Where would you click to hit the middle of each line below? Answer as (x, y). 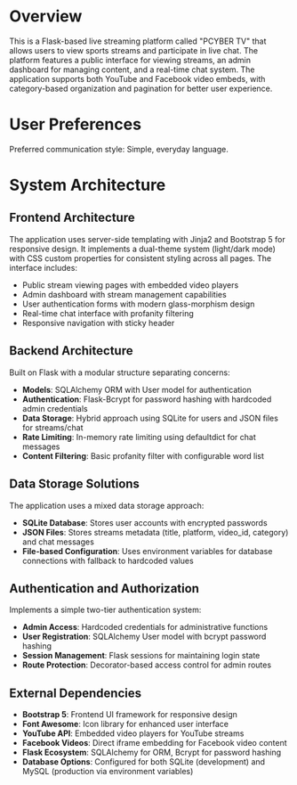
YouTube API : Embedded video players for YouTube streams (133, 733)
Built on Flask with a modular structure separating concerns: (120, 372)
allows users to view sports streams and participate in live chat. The (134, 50)
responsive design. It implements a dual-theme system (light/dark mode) (142, 249)
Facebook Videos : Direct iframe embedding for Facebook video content (154, 743)
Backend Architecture (71, 351)
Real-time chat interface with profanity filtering (108, 313)
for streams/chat (52, 427)
